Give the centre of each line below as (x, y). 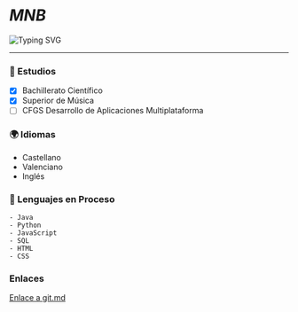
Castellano (42, 157)
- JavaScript (33, 233)
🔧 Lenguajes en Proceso (62, 199)
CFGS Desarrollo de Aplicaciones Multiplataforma (113, 111)
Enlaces (27, 278)
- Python (25, 226)
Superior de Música (58, 101)
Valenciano (43, 167)
